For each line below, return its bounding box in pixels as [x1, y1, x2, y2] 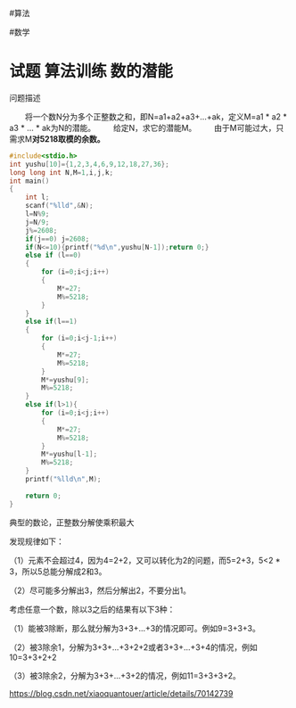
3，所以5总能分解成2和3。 [9, 565, 107, 577]
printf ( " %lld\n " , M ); [25, 475, 102, 484]
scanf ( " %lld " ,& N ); [25, 202, 94, 210]
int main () [9, 177, 50, 185]
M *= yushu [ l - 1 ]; [41, 449, 98, 459]
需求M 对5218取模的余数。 [9, 133, 105, 144]
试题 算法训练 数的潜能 [9, 62, 174, 82]
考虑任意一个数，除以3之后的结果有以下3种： [9, 604, 176, 614]
